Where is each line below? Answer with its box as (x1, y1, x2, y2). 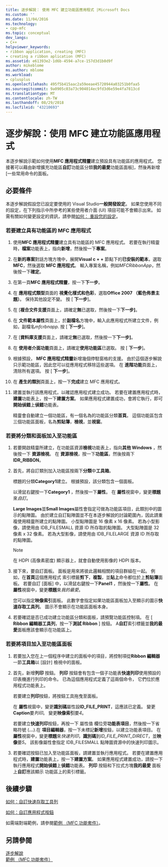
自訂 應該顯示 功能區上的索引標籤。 (17, 768, 89, 774)
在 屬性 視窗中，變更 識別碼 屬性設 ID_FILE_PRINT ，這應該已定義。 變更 (12, 703, 156, 709)
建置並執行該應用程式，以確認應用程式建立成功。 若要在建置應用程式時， (12, 389, 163, 395)
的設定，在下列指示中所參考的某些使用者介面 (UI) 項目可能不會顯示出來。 (5, 207, 156, 213)
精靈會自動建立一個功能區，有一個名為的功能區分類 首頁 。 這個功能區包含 (12, 412, 163, 418)
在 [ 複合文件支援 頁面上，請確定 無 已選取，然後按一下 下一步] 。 (12, 307, 140, 313)
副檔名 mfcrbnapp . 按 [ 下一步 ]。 (21, 323, 88, 330)
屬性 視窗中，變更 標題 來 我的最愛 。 (12, 587, 83, 593)
